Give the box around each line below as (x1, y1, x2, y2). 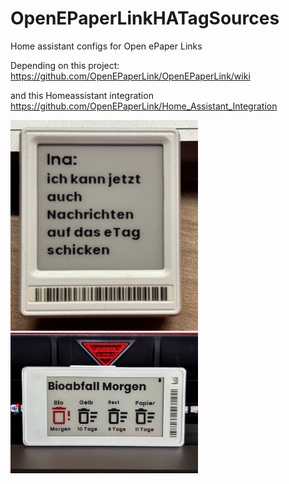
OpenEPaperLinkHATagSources (10, 7, 280, 30)
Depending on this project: (10, 59, 120, 71)
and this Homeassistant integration (10, 89, 154, 101)
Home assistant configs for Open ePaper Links (10, 40, 203, 52)
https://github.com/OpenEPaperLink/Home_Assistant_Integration (10, 100, 278, 112)
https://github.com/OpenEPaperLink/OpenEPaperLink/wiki (10, 70, 251, 82)
